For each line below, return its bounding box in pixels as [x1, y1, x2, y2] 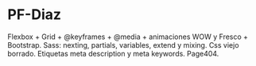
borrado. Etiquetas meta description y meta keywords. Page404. [7, 49, 219, 58]
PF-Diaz [7, 6, 61, 24]
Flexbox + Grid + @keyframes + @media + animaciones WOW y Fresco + [7, 32, 248, 41]
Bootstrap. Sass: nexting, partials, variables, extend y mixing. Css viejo [7, 40, 239, 49]
